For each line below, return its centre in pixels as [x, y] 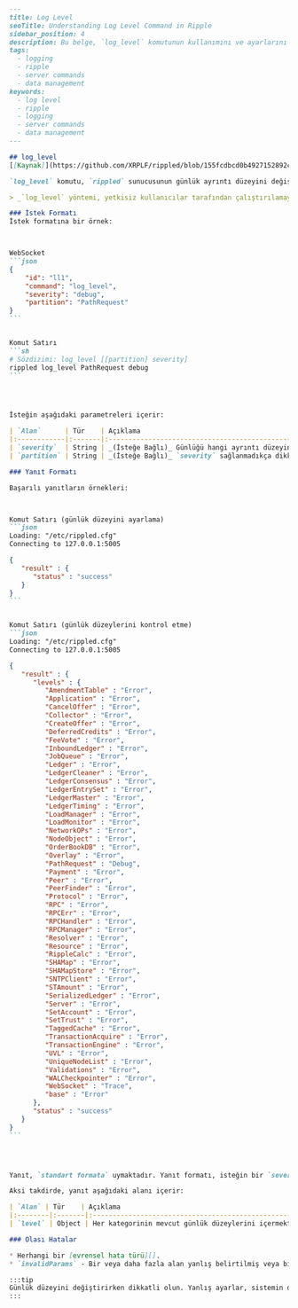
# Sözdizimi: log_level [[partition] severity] [99, 359]
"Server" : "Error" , [83, 1004]
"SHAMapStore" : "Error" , [93, 971]
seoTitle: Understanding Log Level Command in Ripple [111, 26]
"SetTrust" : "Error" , [86, 1021]
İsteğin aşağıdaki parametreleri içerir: [87, 415]
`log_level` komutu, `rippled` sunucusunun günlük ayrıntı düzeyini [138, 181]
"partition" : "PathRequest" [77, 302]
